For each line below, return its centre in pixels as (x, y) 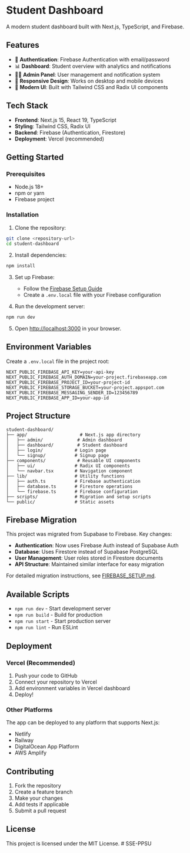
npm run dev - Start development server (63, 609)
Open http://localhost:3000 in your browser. (68, 329)
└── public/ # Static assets (60, 502)
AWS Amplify (31, 753)
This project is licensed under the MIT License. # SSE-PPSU (79, 843)
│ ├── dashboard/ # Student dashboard (67, 445)
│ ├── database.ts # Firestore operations (69, 486)
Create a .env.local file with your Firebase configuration (92, 295)
